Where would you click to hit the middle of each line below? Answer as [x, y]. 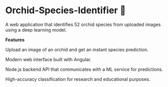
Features [15, 40]
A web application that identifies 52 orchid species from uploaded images [83, 24]
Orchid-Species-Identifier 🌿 [66, 10]
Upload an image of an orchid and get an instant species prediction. [77, 49]
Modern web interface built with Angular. [48, 59]
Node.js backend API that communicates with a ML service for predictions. [84, 69]
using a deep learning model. [36, 30]
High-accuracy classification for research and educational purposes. [78, 79]
